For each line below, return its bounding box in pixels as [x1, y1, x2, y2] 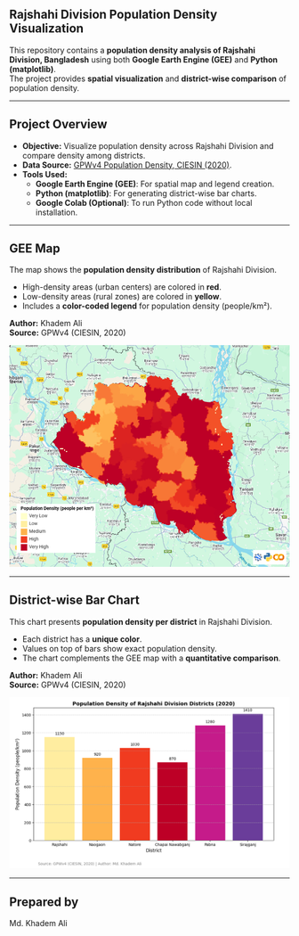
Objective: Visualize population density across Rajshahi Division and [21, 140, 274, 151]
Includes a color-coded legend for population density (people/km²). [21, 300, 273, 311]
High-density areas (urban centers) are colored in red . [21, 282, 222, 292]
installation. [35, 207, 78, 218]
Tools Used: [21, 168, 69, 179]
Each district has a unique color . [21, 633, 142, 645]
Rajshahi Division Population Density [9, 7, 218, 22]
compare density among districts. [21, 150, 146, 160]
